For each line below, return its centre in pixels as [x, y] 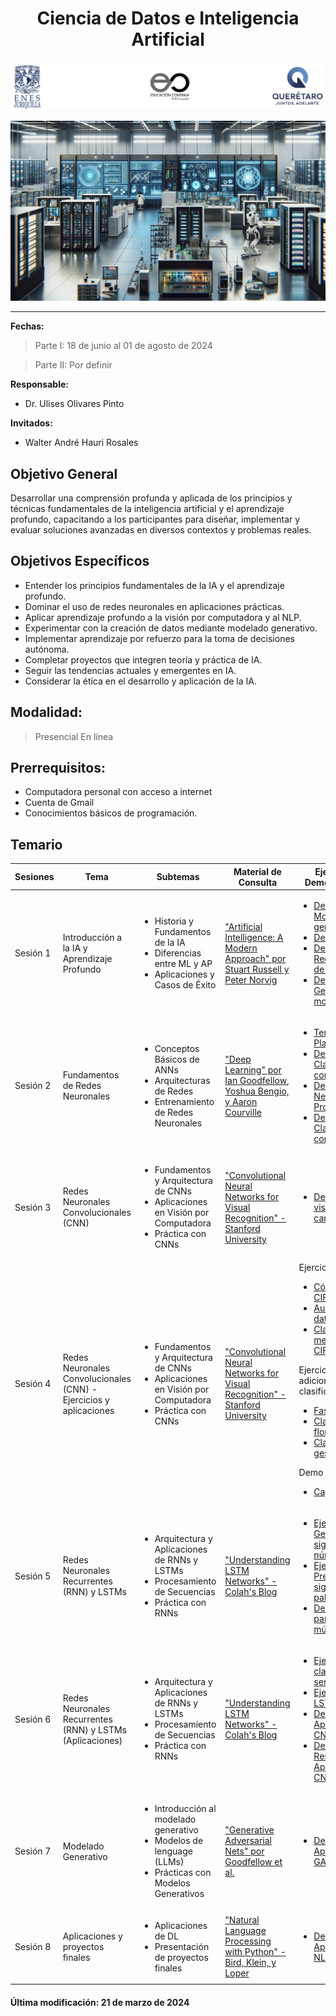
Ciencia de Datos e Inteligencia [168, 18]
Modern [241, 948]
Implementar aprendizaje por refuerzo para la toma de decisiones [159, 638]
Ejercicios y [86, 1399]
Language [245, 1931]
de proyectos [181, 1957]
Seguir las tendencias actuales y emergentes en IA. [130, 670]
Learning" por [253, 1069]
